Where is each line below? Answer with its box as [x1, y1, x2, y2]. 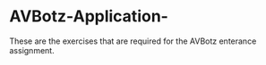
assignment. [9, 45, 56, 55]
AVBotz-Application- [9, 6, 168, 27]
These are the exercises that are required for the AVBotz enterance [9, 36, 257, 46]
